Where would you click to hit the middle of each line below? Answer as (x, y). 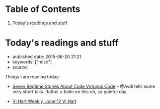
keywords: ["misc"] (32, 62)
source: (20, 67)
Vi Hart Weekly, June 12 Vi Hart (44, 101)
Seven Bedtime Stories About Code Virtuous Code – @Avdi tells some (84, 86)
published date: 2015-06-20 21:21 (47, 56)
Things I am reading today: (33, 77)
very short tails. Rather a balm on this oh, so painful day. (70, 91)
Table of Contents (43, 9)
